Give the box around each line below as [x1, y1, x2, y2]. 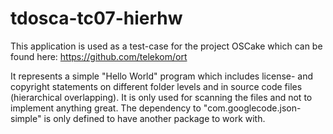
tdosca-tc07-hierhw [10, 7, 183, 30]
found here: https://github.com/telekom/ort [10, 50, 188, 62]
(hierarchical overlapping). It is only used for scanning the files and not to [10, 91, 313, 103]
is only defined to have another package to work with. [43, 112, 266, 124]
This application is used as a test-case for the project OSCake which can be [10, 40, 323, 52]
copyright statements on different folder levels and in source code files [10, 80, 303, 92]
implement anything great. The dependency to [10, 102, 202, 114]
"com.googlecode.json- [203, 102, 302, 114]
